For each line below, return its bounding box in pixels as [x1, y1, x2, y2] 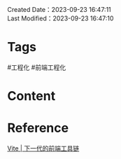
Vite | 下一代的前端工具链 [7, 144, 80, 153]
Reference [7, 120, 69, 136]
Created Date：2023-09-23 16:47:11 [7, 6, 112, 13]
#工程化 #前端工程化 [7, 63, 66, 71]
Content [7, 88, 56, 104]
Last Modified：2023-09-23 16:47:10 [7, 14, 114, 22]
